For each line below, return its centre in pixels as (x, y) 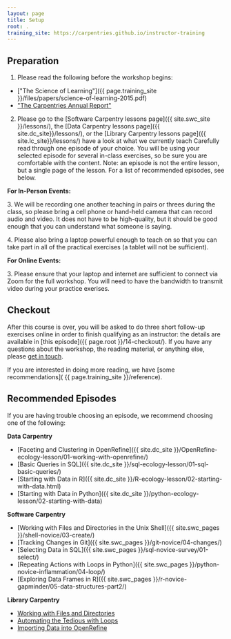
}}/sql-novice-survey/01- (173, 549)
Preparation (33, 60)
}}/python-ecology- (171, 493)
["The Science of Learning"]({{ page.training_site (87, 91)
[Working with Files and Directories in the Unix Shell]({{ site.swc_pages (118, 527)
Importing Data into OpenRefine (62, 628)
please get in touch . (35, 356)
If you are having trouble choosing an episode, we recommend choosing (110, 415)
